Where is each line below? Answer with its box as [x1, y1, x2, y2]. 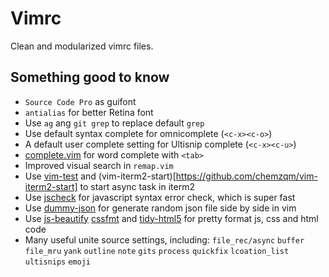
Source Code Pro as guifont [24, 95, 137, 107]
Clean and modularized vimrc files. [10, 40, 154, 52]
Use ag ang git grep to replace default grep [24, 117, 205, 129]
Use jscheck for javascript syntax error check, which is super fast [24, 191, 296, 203]
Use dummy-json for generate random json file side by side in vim [24, 202, 297, 214]
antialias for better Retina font [24, 106, 154, 118]
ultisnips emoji [24, 257, 91, 267]
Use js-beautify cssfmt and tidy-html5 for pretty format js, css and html [24, 212, 319, 224]
